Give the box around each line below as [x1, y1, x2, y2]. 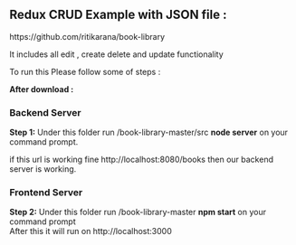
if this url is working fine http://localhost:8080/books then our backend [9, 154, 274, 165]
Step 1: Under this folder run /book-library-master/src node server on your [9, 127, 288, 138]
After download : [9, 83, 74, 94]
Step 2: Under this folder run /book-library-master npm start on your [9, 207, 267, 218]
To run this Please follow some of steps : [9, 66, 161, 77]
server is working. [9, 164, 77, 174]
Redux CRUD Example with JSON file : [9, 7, 227, 23]
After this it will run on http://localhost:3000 [9, 226, 172, 237]
